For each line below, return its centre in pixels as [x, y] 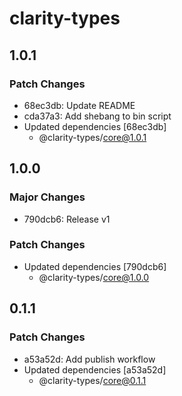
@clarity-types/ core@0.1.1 [92, 380]
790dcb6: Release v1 [67, 219]
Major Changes [47, 197]
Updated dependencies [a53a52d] [95, 369]
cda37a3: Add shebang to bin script [97, 116]
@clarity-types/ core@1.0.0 [94, 277]
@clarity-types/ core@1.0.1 [92, 137]
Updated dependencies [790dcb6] [95, 266]
